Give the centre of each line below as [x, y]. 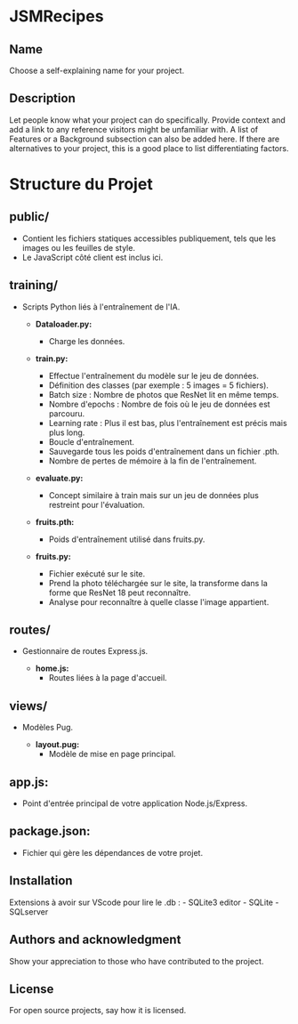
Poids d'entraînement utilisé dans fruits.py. [127, 539]
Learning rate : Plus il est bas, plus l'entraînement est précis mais [168, 423]
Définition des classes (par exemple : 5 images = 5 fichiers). [159, 385]
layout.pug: [57, 745]
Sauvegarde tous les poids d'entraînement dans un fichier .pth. [164, 451]
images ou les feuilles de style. [79, 247]
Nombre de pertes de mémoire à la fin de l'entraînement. [153, 461]
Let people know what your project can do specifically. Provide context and [148, 120]
